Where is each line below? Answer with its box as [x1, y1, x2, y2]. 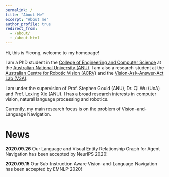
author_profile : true [5, 21, 51, 27]
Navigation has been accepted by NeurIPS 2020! [5, 151, 108, 157]
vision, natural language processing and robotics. [5, 96, 109, 102]
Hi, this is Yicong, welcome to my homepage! [5, 49, 100, 56]
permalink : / [5, 7, 33, 13]
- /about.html [10, 36, 40, 41]
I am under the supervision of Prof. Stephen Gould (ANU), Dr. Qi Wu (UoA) [5, 85, 160, 91]
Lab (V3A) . [5, 75, 28, 81]
